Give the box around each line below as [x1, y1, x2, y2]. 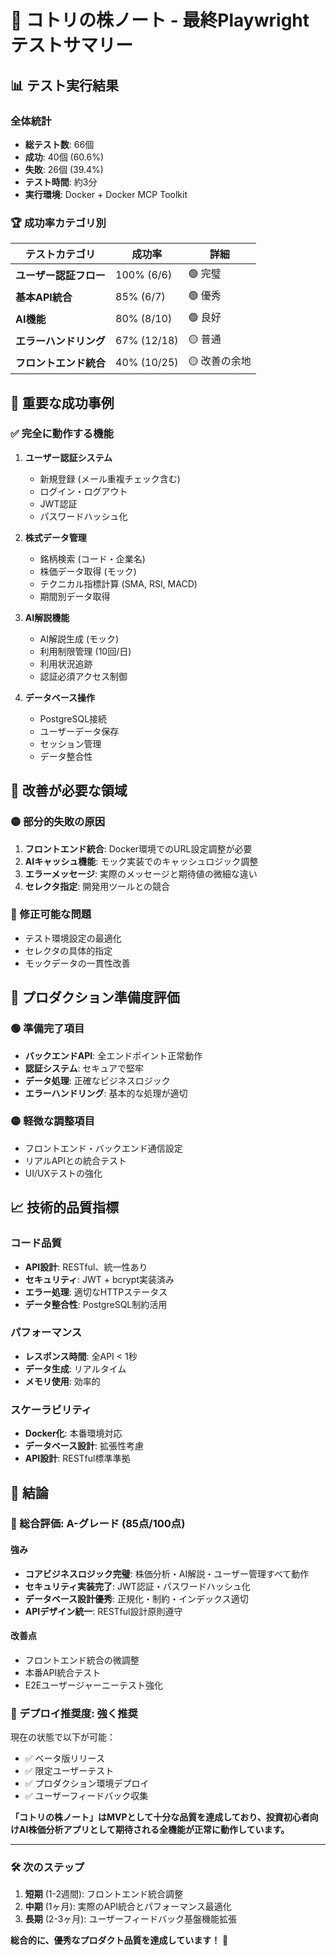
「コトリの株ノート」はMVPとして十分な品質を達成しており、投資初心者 [10, 1811, 310, 1823]
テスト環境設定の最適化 [24, 932, 122, 944]
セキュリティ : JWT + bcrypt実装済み [24, 1273, 175, 1285]
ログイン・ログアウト [39, 485, 128, 497]
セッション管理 [39, 737, 102, 750]
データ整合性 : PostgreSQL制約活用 [24, 1298, 168, 1310]
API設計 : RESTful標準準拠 [24, 1452, 131, 1465]
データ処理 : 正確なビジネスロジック [24, 1074, 171, 1086]
